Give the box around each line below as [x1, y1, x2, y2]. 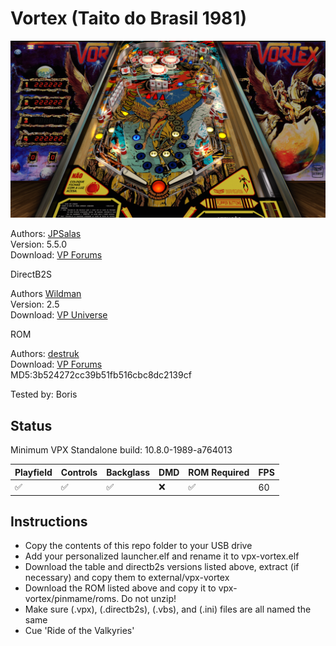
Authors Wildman [10, 288, 82, 300]
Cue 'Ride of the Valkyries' [24, 625, 135, 637]
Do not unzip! [121, 593, 177, 605]
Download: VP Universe [10, 309, 108, 321]
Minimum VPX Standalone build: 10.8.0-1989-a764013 [10, 444, 233, 456]
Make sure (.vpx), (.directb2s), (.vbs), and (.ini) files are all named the [24, 603, 312, 616]
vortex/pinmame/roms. [24, 593, 120, 605]
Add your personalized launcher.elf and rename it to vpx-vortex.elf [24, 550, 300, 562]
